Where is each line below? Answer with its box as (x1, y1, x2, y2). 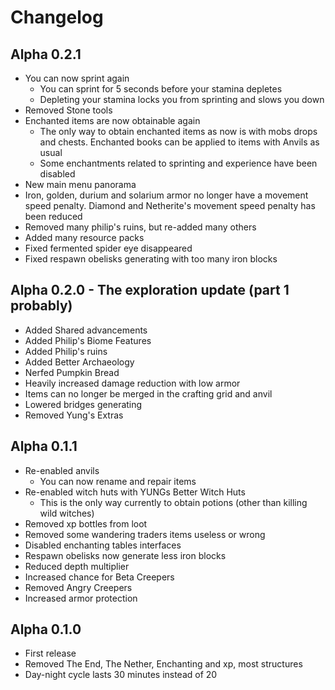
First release (24, 647, 77, 660)
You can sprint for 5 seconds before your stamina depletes (39, 83, 283, 95)
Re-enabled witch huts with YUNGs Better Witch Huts (24, 486, 246, 498)
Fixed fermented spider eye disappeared (24, 242, 193, 254)
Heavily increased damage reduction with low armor (24, 377, 241, 389)
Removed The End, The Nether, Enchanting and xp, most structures (24, 658, 303, 670)
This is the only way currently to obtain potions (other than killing (39, 496, 308, 508)
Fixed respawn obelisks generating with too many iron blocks (24, 253, 278, 265)
